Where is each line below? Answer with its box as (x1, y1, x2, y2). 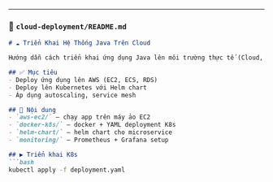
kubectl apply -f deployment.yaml (8, 166, 126, 174)
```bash (8, 158, 35, 167)
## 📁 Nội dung (8, 106, 57, 114)
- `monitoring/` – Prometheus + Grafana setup (8, 136, 169, 145)
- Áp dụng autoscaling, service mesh (8, 91, 136, 99)
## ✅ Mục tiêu (8, 68, 58, 77)
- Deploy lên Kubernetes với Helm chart (8, 83, 148, 92)
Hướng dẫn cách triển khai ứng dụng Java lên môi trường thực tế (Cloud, (8, 54, 264, 62)
